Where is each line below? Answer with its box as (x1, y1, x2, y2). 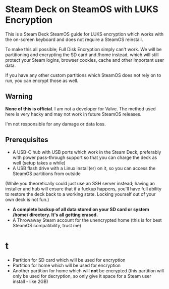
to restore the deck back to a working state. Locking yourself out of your (5, 191, 156, 197)
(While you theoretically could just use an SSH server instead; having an (5, 180, 155, 186)
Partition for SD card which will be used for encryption (12, 257, 126, 263)
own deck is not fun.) (5, 196, 49, 202)
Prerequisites (5, 136, 48, 144)
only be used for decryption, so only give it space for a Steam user (12, 273, 151, 279)
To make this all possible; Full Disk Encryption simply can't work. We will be (5, 46, 162, 52)
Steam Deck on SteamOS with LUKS (5, 4, 159, 15)
